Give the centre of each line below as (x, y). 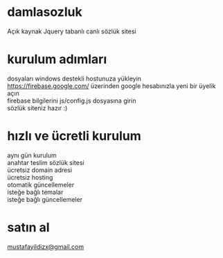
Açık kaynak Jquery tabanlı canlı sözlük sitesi (72, 31)
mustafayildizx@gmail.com (46, 246)
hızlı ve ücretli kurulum (74, 136)
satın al (28, 227)
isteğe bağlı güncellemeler (45, 199)
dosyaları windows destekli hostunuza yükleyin (74, 78)
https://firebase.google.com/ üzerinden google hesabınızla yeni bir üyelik (111, 86)
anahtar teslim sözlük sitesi (46, 162)
